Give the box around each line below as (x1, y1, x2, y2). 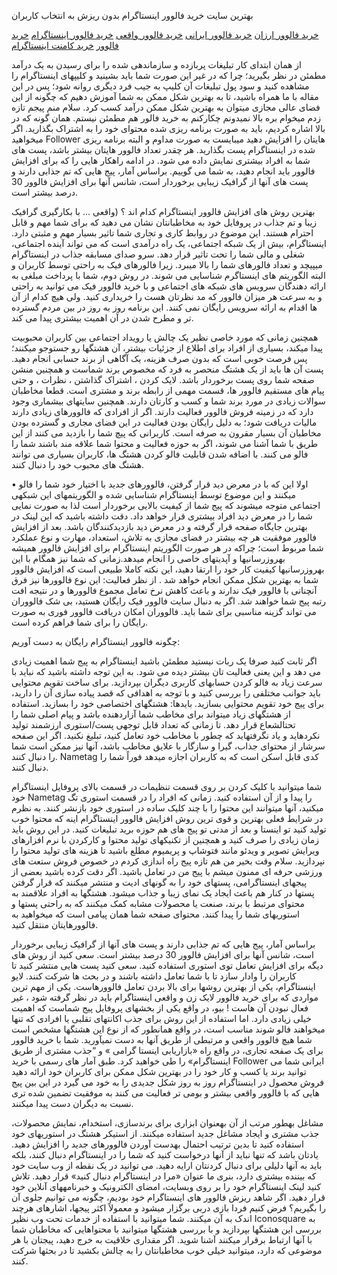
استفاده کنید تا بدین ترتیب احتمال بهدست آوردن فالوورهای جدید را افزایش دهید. (11, 1138, 304, 1150)
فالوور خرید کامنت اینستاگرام (11, 40, 119, 51)
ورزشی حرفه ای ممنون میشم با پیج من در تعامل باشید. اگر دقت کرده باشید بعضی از (11, 866, 323, 877)
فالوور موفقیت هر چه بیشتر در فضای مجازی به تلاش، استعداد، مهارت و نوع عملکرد (11, 531, 318, 543)
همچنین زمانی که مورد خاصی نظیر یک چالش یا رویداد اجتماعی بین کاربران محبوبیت (11, 331, 319, 343)
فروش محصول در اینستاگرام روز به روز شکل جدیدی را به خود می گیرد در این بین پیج (11, 1076, 325, 1088)
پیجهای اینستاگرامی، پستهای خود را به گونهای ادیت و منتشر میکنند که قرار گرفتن (11, 876, 308, 888)
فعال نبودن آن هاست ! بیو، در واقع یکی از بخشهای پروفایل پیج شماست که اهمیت (11, 1002, 309, 1014)
